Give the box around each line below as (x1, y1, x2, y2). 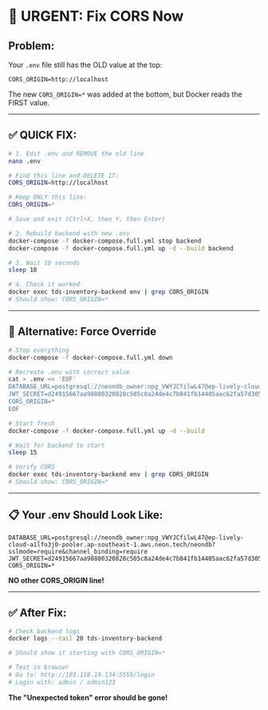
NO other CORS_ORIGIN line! (8, 575, 104, 585)
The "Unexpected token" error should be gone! (8, 692, 168, 702)
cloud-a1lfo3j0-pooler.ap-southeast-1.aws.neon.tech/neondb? (8, 540, 216, 549)
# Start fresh (8, 419, 56, 428)
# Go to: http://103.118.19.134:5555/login (8, 671, 156, 679)
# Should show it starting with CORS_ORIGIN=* (8, 649, 166, 657)
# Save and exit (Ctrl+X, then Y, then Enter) (8, 215, 166, 223)
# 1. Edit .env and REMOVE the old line (8, 149, 145, 158)
